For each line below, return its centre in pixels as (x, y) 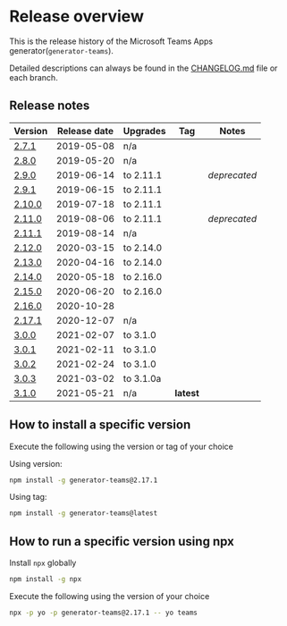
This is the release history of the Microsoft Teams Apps (111, 41)
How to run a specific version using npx (122, 541)
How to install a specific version (100, 425)
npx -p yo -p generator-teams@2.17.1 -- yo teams (104, 613)
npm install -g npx (46, 579)
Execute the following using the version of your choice (110, 596)
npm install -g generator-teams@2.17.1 (84, 480)
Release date (85, 131)
